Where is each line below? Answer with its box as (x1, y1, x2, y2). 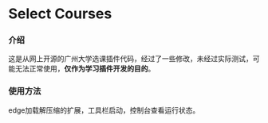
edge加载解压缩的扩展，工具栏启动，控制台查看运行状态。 (8, 105, 200, 115)
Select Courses (8, 5, 112, 23)
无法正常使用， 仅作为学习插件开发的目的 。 (14, 64, 156, 74)
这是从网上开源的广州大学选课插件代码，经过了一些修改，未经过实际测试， (8, 54, 253, 63)
